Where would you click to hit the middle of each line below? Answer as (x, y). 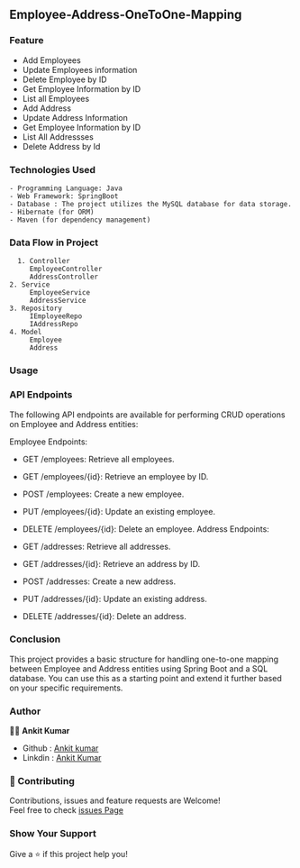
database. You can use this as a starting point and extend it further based (145, 678)
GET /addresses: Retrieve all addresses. (96, 546)
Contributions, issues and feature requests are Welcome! (115, 800)
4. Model (26, 333)
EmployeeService (60, 293)
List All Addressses (58, 137)
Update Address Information (75, 117)
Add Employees (51, 60)
